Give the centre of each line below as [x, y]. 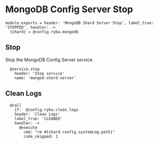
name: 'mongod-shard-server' [45, 78]
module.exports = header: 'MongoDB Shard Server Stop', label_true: [80, 23]
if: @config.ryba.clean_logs [47, 110]
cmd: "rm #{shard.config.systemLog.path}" [69, 132]
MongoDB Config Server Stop [69, 9]
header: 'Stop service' [40, 73]
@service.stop [25, 69]
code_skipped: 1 [41, 136]
